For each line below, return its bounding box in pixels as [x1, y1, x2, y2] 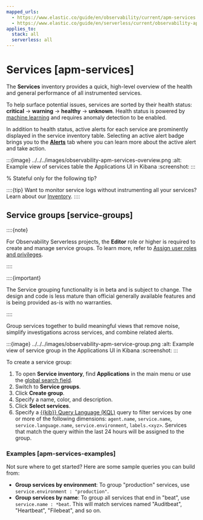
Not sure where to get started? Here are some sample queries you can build [6, 463, 195, 470]
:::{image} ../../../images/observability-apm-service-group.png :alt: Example [6, 340, 195, 347]
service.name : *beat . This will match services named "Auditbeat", [14, 501, 182, 508]
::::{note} [6, 226, 28, 233]
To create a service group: [6, 358, 72, 365]
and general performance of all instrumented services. [6, 89, 142, 97]
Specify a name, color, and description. [14, 396, 113, 403]
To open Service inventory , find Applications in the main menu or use [14, 370, 192, 377]
